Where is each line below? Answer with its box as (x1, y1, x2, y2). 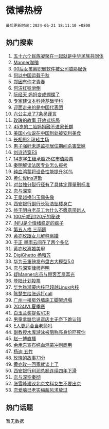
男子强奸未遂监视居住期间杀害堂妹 (13, 142, 86, 149)
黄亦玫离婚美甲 (13, 245, 45, 252)
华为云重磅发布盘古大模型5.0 (13, 258, 75, 265)
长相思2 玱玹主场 (13, 136, 49, 142)
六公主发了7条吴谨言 (13, 110, 57, 117)
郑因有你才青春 (13, 78, 45, 85)
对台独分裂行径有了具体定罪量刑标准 (13, 181, 90, 188)
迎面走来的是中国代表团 (13, 104, 63, 110)
